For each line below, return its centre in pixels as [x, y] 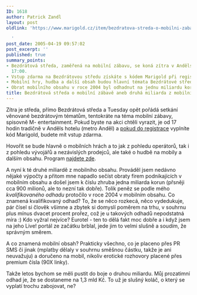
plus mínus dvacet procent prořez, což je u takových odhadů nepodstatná [95, 213]
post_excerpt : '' [27, 50]
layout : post [22, 22]
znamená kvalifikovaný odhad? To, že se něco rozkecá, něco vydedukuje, [95, 201]
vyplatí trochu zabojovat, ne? [41, 286]
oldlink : [17, 28]
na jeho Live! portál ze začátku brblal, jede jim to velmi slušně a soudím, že [96, 226]
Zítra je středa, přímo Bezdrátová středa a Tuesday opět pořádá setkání [92, 110]
